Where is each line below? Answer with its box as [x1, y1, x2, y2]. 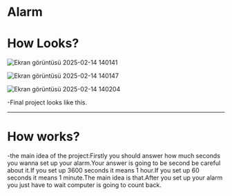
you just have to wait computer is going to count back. [7, 181, 162, 189]
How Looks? [7, 36, 79, 52]
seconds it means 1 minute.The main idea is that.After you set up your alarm [7, 173, 223, 182]
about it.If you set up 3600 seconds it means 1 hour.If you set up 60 [7, 166, 200, 175]
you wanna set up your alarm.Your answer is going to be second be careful [7, 159, 221, 167]
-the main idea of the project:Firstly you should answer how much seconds [7, 152, 221, 160]
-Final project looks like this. [7, 98, 88, 107]
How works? [7, 129, 81, 144]
